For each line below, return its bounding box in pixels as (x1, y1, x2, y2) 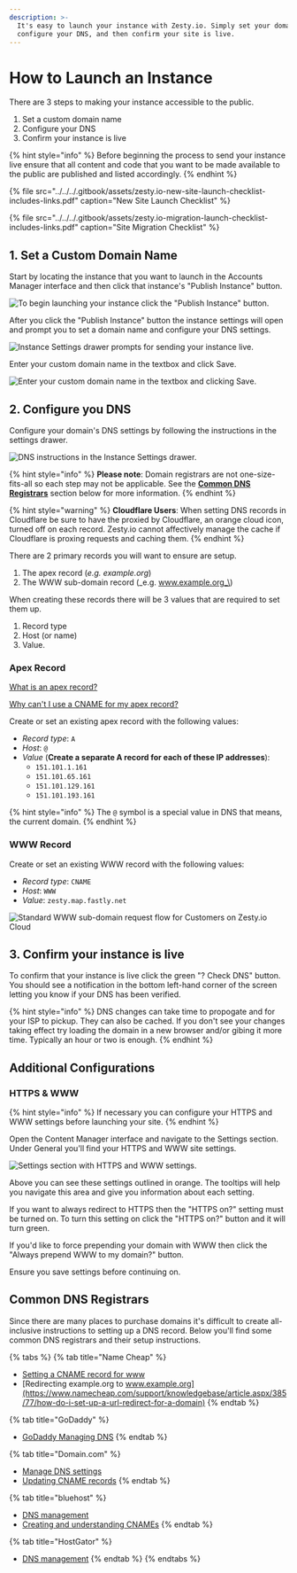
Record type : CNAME (21, 876, 91, 886)
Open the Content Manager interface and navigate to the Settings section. (9, 1133, 278, 1144)
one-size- (240, 469, 276, 479)
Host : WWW (21, 885, 57, 896)
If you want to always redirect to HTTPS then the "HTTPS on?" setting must (9, 1204, 285, 1215)
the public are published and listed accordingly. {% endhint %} (9, 169, 238, 180)
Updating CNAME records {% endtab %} (21, 1475, 171, 1485)
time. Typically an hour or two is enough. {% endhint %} (9, 1034, 214, 1046)
